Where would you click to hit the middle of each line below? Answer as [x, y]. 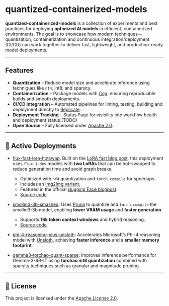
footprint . [23, 245]
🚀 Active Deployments [41, 146]
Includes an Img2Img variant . [50, 184]
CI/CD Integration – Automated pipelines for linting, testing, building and [88, 104]
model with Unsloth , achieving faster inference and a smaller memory [86, 240]
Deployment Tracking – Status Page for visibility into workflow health [84, 115]
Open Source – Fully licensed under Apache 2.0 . [63, 125]
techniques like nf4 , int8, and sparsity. [52, 88]
